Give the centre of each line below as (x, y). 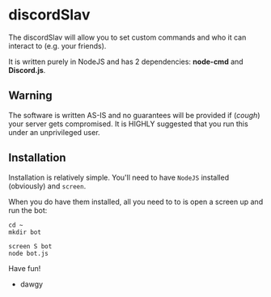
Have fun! (25, 268)
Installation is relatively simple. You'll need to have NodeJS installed (119, 177)
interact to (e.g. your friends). (57, 45)
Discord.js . (27, 70)
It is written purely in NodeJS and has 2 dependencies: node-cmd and (126, 62)
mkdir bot (25, 232)
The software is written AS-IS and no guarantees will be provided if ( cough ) (134, 115)
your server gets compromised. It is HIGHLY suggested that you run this (128, 124)
